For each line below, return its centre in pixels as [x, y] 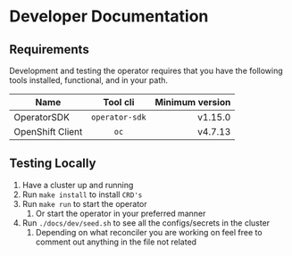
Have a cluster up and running [78, 185]
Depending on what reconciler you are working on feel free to [149, 232]
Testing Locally [53, 164]
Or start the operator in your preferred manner [121, 213]
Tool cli [119, 102]
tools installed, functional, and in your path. [88, 80]
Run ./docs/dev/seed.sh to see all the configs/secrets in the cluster [146, 223]
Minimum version [193, 102]
